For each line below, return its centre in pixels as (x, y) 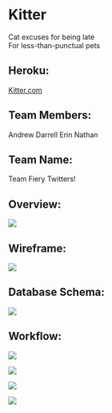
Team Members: (50, 115)
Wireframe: (37, 248)
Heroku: (29, 71)
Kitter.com (25, 90)
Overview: (35, 204)
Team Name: (41, 159)
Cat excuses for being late (52, 37)
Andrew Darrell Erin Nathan (53, 135)
